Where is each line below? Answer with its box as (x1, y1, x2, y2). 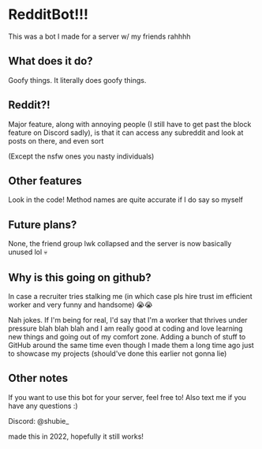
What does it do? (8, 54, 93, 68)
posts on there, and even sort (8, 136, 104, 145)
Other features (8, 174, 82, 187)
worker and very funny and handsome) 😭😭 (8, 300, 153, 309)
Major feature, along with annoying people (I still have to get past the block (8, 119, 252, 129)
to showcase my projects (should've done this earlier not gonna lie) (8, 349, 227, 358)
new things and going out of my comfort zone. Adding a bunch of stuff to (8, 332, 246, 341)
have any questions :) (8, 401, 78, 410)
